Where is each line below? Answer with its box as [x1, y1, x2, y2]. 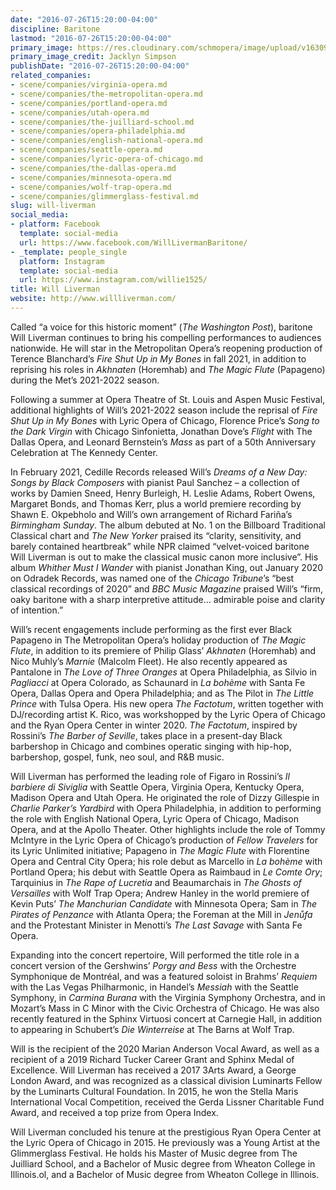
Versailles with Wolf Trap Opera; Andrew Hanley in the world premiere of [10, 887, 310, 899]
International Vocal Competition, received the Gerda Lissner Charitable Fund [10, 1096, 325, 1108]
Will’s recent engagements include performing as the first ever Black [10, 623, 293, 635]
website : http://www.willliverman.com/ [10, 294, 177, 304]
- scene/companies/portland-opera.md [10, 98, 168, 108]
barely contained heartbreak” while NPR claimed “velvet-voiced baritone [10, 540, 310, 552]
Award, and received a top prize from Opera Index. [10, 1106, 219, 1118]
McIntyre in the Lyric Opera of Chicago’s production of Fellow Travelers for [10, 834, 318, 846]
